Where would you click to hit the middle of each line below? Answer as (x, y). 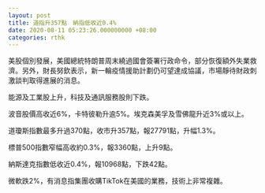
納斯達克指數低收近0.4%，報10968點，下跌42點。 (90, 164)
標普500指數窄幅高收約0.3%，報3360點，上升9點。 (93, 147)
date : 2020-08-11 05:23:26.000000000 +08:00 (82, 30)
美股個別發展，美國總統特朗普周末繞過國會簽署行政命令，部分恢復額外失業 (129, 61)
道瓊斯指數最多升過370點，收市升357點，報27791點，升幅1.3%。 (114, 131)
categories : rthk (37, 37)
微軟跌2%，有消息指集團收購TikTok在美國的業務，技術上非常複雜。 (118, 181)
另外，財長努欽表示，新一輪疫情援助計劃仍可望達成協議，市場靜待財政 (136, 71)
